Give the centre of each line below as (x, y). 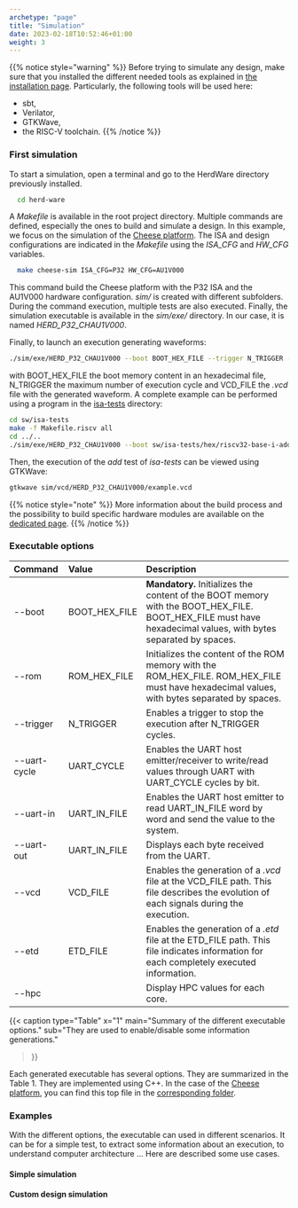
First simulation (43, 154)
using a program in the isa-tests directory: (86, 404)
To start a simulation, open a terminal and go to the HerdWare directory (139, 174)
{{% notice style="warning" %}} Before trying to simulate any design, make (147, 67)
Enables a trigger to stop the (205, 712)
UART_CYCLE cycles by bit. (203, 782)
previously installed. (46, 184)
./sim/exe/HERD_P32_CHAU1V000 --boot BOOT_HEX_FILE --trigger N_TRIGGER (146, 359)
